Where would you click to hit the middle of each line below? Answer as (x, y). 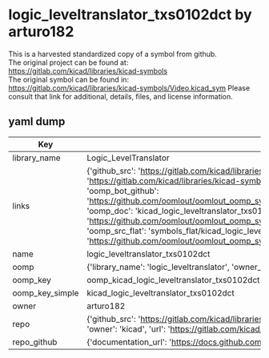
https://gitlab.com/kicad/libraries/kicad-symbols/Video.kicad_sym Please (129, 88)
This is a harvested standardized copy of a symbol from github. (113, 54)
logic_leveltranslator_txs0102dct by (130, 15)
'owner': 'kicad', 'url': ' (128, 328)
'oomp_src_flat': (116, 231)
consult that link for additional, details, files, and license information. (121, 96)
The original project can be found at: (68, 62)
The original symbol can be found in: (69, 79)
